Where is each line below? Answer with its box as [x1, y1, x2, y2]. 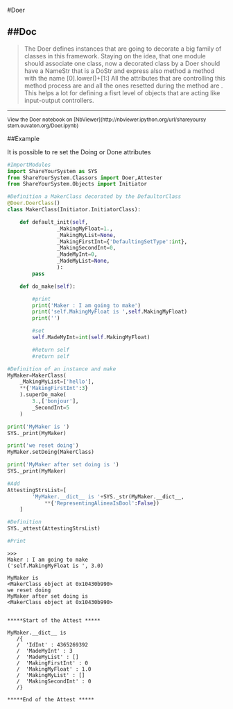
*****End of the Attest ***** [7, 696, 95, 703]
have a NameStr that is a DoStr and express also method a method [24, 66, 215, 75]
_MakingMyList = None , [56, 231, 116, 238]
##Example [7, 134, 40, 142]
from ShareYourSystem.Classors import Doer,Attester [7, 174, 163, 181]
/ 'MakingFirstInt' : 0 [16, 660, 89, 667]
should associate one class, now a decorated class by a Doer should [24, 59, 221, 67]
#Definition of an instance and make [7, 365, 116, 373]
